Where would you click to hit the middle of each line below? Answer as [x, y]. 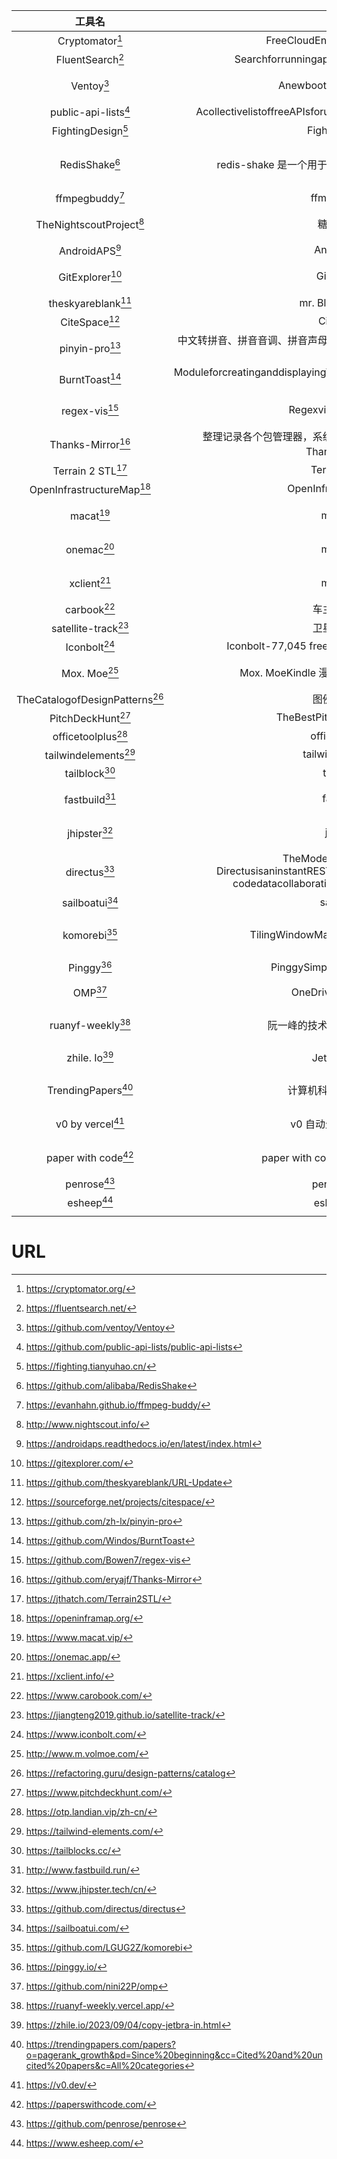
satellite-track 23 [89, 627]
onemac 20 [90, 548]
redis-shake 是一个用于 [272, 164]
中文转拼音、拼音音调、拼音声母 [252, 341]
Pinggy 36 [90, 967]
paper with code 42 [90, 1157]
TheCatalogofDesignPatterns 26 [90, 698]
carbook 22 [90, 608]
